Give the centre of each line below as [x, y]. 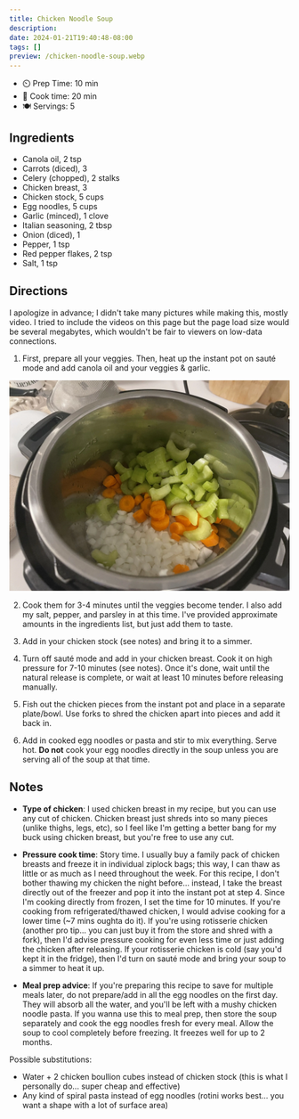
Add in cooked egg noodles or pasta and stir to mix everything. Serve [149, 740]
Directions [39, 291]
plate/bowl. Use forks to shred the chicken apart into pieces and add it [151, 714]
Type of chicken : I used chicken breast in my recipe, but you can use [149, 809]
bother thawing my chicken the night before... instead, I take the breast [152, 883]
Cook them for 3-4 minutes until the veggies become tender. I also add [152, 605]
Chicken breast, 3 [54, 187]
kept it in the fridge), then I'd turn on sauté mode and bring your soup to [154, 959]
